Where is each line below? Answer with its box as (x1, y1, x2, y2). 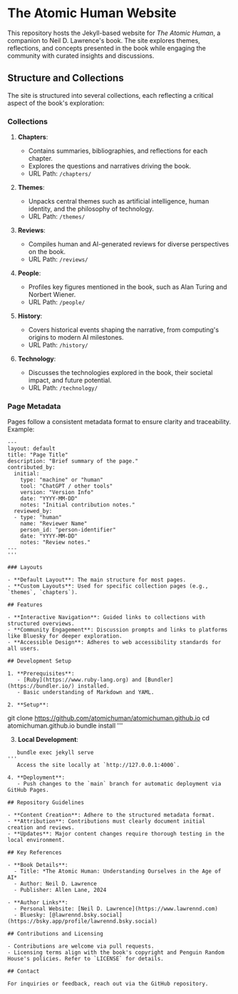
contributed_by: (7, 464, 56, 471)
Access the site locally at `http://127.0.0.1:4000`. (16, 762, 180, 769)
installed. (77, 683, 110, 690)
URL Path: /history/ (28, 341, 88, 349)
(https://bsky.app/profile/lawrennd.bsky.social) (7, 918, 158, 925)
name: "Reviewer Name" (20, 520, 88, 528)
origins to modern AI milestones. (28, 333, 124, 342)
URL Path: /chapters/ (28, 169, 92, 178)
